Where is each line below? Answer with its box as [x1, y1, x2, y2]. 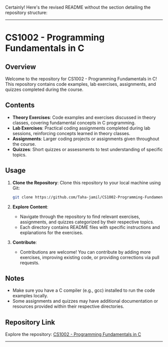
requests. [19, 260, 40, 266]
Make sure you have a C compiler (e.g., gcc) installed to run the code [12, 287, 155, 293]
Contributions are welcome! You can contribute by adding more [19, 249, 151, 255]
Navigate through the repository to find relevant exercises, [19, 213, 140, 219]
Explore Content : [12, 203, 48, 210]
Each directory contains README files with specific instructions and [19, 224, 160, 230]
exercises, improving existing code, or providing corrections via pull [19, 254, 159, 260]
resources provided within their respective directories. [12, 303, 124, 309]
